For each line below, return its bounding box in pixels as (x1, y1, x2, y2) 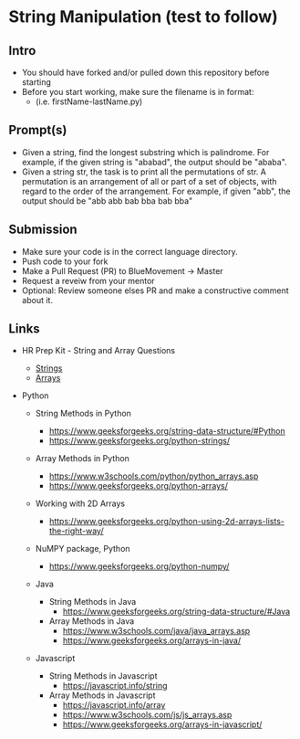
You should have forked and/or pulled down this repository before (21, 67, 270, 78)
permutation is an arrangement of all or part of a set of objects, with (21, 175, 277, 186)
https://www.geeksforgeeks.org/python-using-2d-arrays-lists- (48, 516, 284, 527)
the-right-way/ (48, 525, 104, 536)
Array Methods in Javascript (48, 690, 156, 701)
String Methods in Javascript (48, 670, 158, 681)
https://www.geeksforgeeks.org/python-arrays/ (48, 480, 229, 491)
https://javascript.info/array (62, 700, 166, 711)
